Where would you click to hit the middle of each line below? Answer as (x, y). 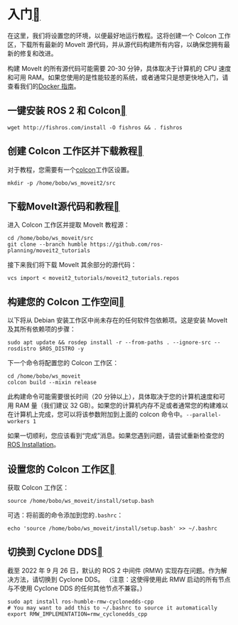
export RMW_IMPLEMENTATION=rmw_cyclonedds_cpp (77, 614)
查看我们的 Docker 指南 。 (44, 86)
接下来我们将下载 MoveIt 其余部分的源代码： (72, 265)
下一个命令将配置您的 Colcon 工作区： (63, 363)
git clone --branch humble (47, 245)
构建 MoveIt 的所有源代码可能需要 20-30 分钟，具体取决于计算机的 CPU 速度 (119, 68)
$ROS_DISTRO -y (61, 349)
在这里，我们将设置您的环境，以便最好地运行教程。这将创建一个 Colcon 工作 (119, 36)
